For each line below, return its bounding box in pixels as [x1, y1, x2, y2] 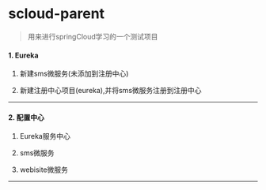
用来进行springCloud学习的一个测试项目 [27, 32, 158, 41]
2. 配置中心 [8, 112, 45, 122]
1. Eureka [8, 50, 39, 60]
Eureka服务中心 [19, 132, 71, 141]
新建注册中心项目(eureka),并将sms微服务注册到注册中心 [19, 86, 202, 95]
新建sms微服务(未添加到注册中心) [19, 69, 129, 79]
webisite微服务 [19, 165, 69, 174]
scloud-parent [8, 5, 105, 23]
